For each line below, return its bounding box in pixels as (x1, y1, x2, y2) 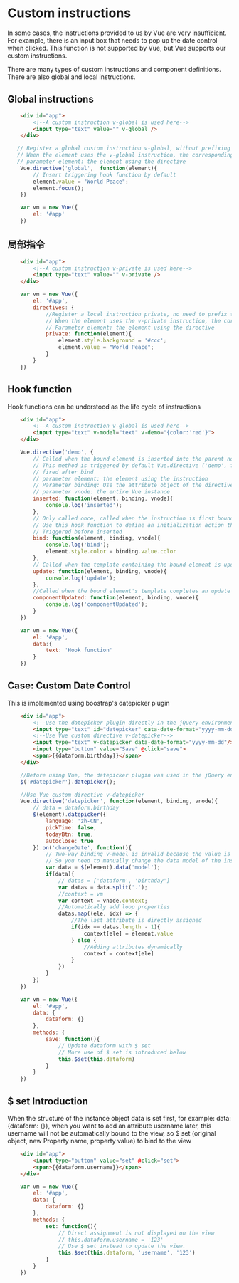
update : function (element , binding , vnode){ (33, 567, 167, 575)
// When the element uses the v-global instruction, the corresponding (16, 152, 234, 159)
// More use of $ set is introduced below (58, 1049, 186, 1056)
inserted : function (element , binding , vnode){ (33, 495, 174, 503)
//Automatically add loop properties (58, 904, 171, 911)
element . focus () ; (33, 184, 84, 192)
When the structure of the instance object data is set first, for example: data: (7, 1114, 231, 1122)
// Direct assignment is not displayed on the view (58, 1230, 215, 1237)
